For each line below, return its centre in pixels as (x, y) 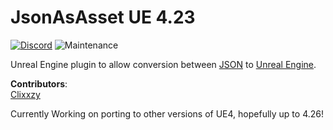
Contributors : (39, 83)
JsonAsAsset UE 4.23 (103, 17)
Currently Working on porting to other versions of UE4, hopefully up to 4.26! (167, 113)
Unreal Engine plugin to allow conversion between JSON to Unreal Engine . (163, 64)
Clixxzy (25, 94)
